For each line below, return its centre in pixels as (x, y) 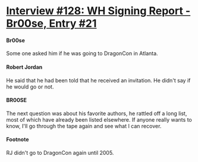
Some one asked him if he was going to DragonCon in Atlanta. (82, 53)
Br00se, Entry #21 (51, 23)
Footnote (18, 139)
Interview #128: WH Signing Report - (98, 11)
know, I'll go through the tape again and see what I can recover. (84, 126)
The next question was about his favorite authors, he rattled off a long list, (97, 113)
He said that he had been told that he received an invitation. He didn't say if (98, 80)
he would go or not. (30, 87)
